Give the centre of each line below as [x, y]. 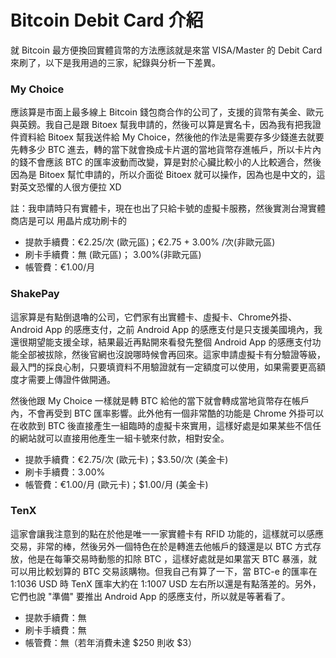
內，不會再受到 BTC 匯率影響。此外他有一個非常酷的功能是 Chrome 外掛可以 [167, 413]
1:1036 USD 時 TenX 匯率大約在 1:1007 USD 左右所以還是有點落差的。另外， [166, 583]
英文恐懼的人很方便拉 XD [70, 187]
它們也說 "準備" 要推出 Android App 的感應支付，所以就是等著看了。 [150, 596]
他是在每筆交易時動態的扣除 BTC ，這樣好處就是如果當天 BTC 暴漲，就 [172, 558]
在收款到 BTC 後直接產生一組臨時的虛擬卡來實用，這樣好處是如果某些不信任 [166, 425]
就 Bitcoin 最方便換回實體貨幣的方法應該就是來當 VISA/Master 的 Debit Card [166, 50]
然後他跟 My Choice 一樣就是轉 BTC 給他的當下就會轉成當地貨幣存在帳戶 [160, 400]
